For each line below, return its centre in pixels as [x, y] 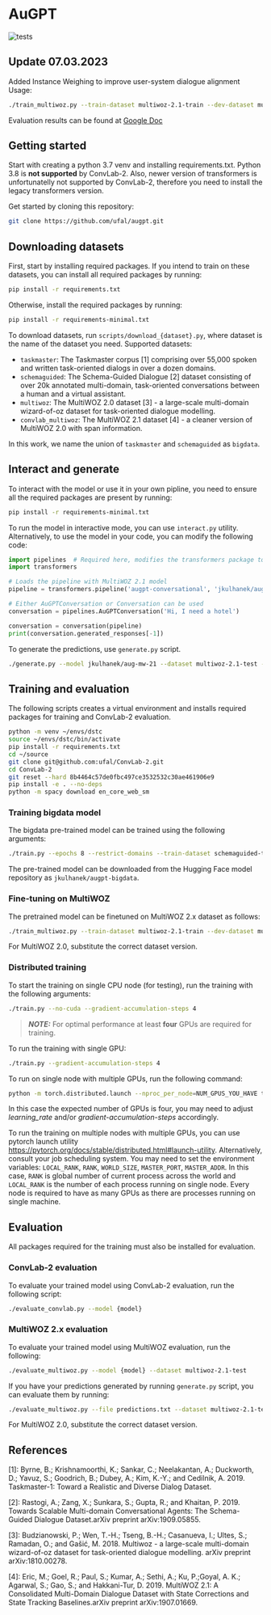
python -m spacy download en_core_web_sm [79, 792]
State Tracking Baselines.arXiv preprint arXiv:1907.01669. [103, 1603]
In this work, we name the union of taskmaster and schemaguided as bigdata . [134, 444]
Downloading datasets [66, 246]
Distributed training [48, 967]
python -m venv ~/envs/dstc [56, 732]
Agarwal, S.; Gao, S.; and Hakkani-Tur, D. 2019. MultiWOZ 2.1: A [114, 1585]
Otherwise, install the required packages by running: [96, 305]
